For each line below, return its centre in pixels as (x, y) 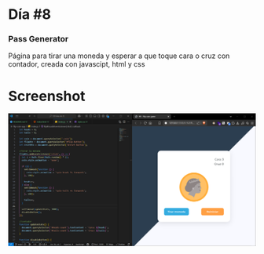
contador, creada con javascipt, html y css (77, 64)
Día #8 (30, 15)
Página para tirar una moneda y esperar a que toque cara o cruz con (119, 56)
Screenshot (47, 96)
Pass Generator (38, 39)
